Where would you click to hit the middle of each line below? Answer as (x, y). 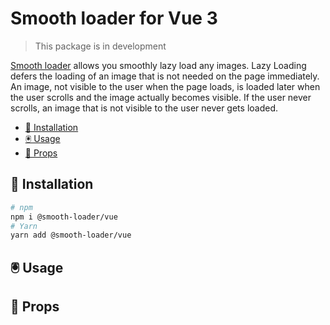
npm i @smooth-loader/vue (64, 217)
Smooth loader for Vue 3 (114, 18)
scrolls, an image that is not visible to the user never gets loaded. (144, 108)
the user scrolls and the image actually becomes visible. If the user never (161, 97)
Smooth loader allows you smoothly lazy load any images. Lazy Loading (158, 65)
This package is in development (100, 46)
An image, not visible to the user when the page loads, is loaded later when (165, 86)
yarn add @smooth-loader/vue (71, 235)
